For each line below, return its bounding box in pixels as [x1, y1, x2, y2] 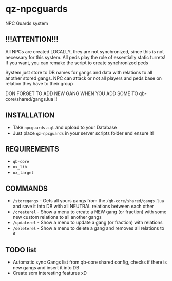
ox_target [12, 170, 34, 175]
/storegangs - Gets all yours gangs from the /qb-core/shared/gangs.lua [12, 198, 164, 204]
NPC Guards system [5, 20, 48, 26]
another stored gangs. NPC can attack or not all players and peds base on [5, 75, 162, 81]
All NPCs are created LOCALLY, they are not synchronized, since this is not [5, 48, 164, 54]
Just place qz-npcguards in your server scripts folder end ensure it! [12, 129, 154, 136]
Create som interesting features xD [12, 270, 87, 276]
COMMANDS [5, 184, 48, 193]
